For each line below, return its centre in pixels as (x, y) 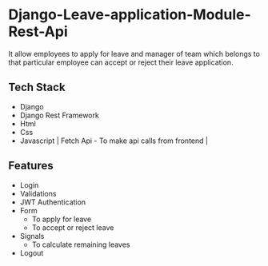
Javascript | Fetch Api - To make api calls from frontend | (114, 141)
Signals (32, 236)
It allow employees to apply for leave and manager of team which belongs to (134, 54)
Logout (32, 252)
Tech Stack (37, 87)
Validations (38, 193)
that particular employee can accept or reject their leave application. (121, 62)
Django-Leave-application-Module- (130, 15)
